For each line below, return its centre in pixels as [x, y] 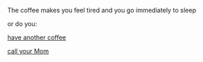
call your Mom [28, 51]
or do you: [22, 24]
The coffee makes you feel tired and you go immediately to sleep [102, 10]
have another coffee [37, 37]
